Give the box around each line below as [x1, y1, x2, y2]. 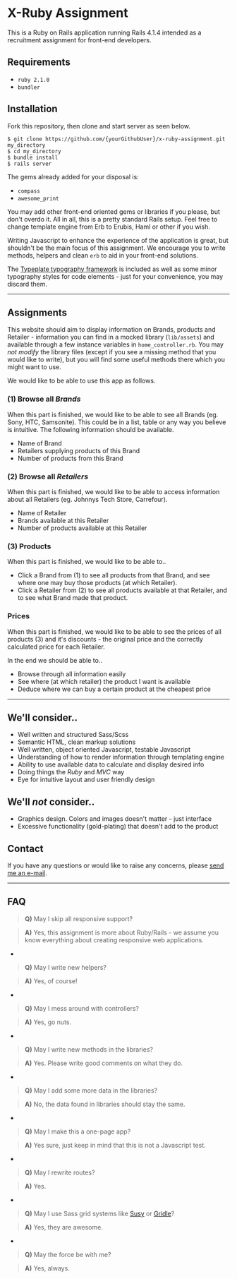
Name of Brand [17, 439, 62, 448]
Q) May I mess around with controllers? [24, 1004, 140, 1012]
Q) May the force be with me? [24, 1250, 111, 1259]
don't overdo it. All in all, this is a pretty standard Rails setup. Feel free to [7, 215, 218, 223]
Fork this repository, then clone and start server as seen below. [7, 121, 191, 130]
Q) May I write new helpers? [24, 963, 107, 971]
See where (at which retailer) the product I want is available [17, 677, 190, 685]
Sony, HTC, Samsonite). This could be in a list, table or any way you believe [7, 418, 226, 426]
